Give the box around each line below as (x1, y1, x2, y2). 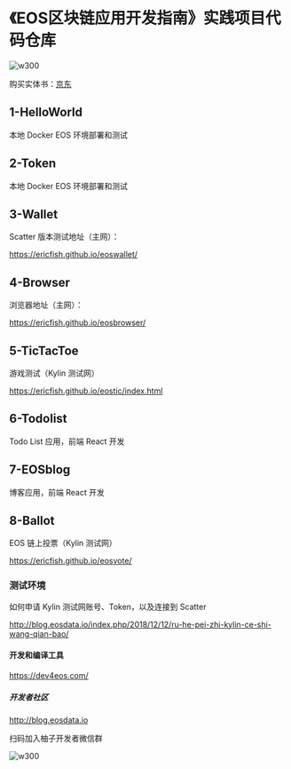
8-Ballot (9, 513, 55, 528)
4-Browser (9, 274, 71, 289)
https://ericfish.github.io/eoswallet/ (9, 250, 138, 260)
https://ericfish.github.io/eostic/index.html (9, 385, 163, 396)
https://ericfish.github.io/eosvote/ (9, 556, 132, 567)
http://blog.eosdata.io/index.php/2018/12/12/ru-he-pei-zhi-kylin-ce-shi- (9, 619, 272, 630)
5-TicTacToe (9, 343, 79, 358)
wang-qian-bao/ (9, 628, 69, 639)
